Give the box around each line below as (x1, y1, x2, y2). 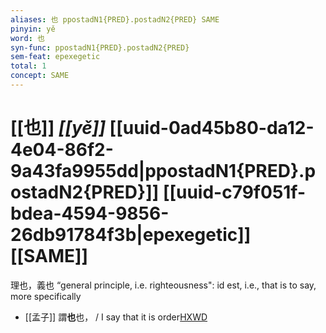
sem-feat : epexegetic (10, 52, 101, 62)
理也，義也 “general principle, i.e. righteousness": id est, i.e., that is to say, (10, 279, 317, 291)
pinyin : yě (10, 24, 56, 34)
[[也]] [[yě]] (10, 117, 106, 140)
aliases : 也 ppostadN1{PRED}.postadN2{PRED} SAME (10, 14, 220, 25)
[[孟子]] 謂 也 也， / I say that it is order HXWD (24, 311, 208, 323)
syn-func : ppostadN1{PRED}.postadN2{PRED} (10, 42, 190, 53)
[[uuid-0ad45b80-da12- (109, 117, 315, 140)
